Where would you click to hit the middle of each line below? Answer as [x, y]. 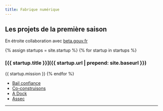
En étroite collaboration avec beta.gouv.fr [47, 41]
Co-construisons [29, 88]
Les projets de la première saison [56, 29]
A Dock [19, 93]
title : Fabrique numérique [32, 9]
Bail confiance [26, 83]
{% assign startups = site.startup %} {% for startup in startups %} [71, 50]
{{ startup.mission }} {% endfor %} [40, 74]
